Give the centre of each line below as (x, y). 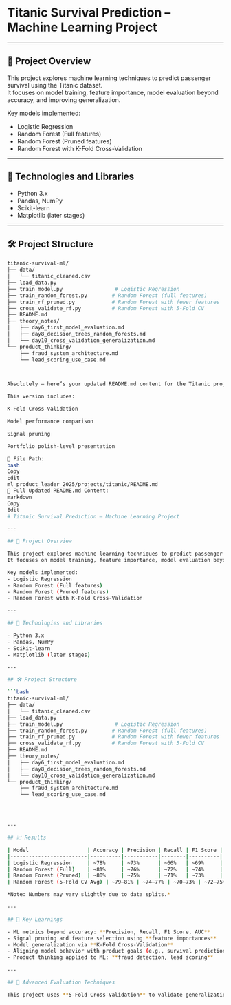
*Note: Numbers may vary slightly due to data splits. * (89, 895)
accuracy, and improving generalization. (64, 100)
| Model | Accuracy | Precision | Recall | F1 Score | (115, 850)
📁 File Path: (26, 459)
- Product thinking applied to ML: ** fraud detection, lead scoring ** (110, 957)
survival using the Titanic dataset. (55, 85)
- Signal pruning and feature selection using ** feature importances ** (112, 938)
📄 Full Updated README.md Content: (58, 491)
